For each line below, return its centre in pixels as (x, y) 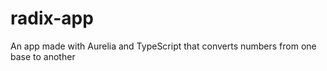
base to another (43, 56)
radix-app (52, 18)
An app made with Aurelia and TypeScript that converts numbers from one (163, 46)
